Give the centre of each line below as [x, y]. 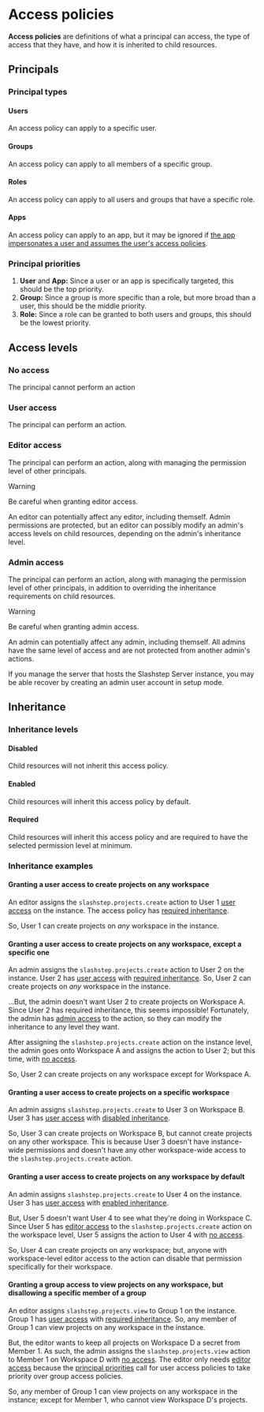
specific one [29, 952]
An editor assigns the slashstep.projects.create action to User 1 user [122, 902]
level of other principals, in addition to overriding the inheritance [112, 587]
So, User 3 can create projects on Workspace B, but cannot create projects [130, 1134]
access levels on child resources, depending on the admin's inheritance [125, 533]
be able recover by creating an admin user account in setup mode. [116, 682]
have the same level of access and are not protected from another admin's [129, 650]
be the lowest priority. [55, 323]
